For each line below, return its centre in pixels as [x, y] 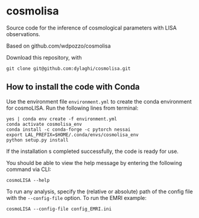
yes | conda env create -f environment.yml [62, 119]
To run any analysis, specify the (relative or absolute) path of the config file [99, 192]
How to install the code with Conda [73, 87]
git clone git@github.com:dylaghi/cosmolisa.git [68, 68]
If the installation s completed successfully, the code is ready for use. [93, 151]
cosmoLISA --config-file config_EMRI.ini [59, 209]
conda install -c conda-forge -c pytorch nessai [68, 129]
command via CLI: [29, 169]
